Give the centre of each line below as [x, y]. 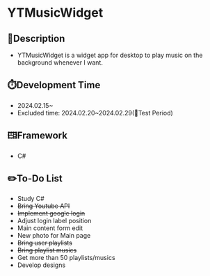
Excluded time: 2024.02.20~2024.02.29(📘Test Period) [95, 113]
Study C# [31, 199]
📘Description [36, 39]
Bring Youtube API [43, 206]
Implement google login [51, 213]
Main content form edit [50, 228]
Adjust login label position [54, 221]
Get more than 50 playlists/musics [66, 258]
